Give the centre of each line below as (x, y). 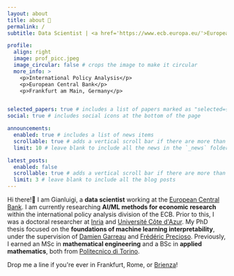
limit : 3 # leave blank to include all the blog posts (95, 180)
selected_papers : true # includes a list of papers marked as (99, 109)
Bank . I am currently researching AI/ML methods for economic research (112, 207)
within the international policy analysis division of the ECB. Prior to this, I (111, 214)
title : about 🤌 (29, 20)
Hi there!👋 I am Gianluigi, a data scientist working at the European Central (114, 200)
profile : (20, 46)
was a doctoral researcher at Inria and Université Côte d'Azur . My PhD (108, 222)
